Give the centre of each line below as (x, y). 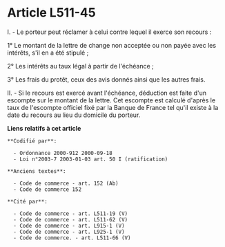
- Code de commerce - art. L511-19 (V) (71, 213)
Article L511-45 (51, 13)
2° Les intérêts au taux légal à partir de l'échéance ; (80, 66)
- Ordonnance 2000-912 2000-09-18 (63, 153)
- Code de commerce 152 (47, 189)
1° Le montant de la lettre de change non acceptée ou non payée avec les (111, 45)
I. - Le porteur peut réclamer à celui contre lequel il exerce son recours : (109, 32)
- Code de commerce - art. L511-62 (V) (71, 219)
